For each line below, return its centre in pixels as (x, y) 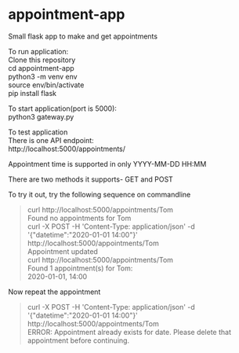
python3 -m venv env (43, 76)
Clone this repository (42, 60)
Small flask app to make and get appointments (83, 36)
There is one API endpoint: (51, 140)
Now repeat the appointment (54, 292)
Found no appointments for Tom (79, 218)
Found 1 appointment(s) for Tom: (80, 268)
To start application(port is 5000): (63, 108)
